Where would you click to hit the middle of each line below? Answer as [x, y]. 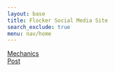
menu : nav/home [29, 34]
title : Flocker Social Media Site [58, 20]
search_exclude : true [39, 27]
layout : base [26, 14]
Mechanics [23, 54]
